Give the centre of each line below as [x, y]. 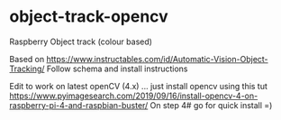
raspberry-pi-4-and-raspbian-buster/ [79, 105]
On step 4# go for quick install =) [211, 105]
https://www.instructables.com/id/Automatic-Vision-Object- [157, 59]
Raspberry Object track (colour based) [81, 42]
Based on [27, 59]
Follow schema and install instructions [117, 69]
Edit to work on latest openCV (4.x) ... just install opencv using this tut [139, 86]
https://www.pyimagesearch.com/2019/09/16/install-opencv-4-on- [134, 96]
